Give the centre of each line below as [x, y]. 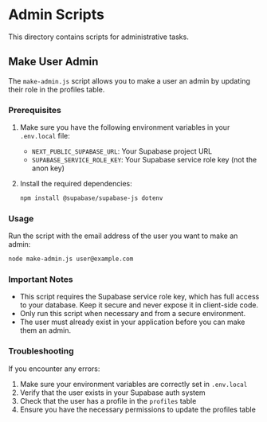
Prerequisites [35, 110]
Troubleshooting [41, 351]
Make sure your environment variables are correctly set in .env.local [133, 384]
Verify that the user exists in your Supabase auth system [112, 393]
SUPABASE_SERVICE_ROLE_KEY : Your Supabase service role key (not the [144, 160]
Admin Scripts [57, 15]
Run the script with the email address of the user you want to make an [123, 236]
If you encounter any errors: [54, 369]
